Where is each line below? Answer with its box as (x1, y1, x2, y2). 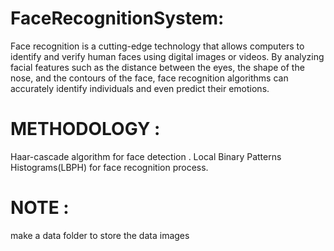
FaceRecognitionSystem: (10, 7, 225, 30)
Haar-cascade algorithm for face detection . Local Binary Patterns (10, 150, 282, 162)
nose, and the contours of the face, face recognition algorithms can (10, 72, 289, 84)
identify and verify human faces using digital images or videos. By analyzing (10, 50, 325, 62)
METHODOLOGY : (10, 118, 161, 141)
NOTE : (10, 197, 70, 219)
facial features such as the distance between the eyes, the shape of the (10, 61, 305, 73)
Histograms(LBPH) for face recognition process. (10, 161, 209, 173)
